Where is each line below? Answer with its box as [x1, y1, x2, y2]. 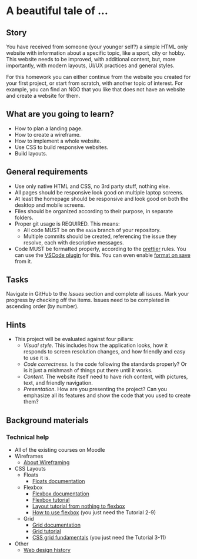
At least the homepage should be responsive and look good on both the [14, 195, 189, 202]
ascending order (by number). [6, 303, 79, 310]
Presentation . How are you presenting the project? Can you [23, 386, 168, 393]
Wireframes [14, 452, 44, 459]
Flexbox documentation [32, 490, 89, 497]
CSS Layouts [14, 465, 46, 472]
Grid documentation [32, 521, 81, 528]
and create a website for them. [6, 92, 81, 99]
